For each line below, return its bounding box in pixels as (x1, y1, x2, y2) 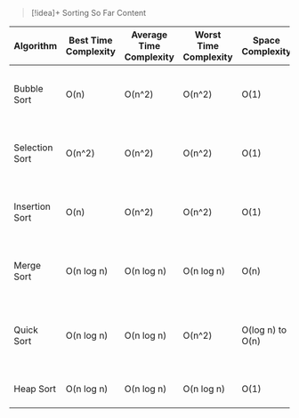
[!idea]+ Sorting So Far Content (30, 8, 147, 18)
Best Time (69, 35, 113, 46)
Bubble (13, 83, 44, 94)
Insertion (13, 200, 51, 213)
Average (131, 28, 168, 41)
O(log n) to (241, 324, 287, 336)
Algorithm (13, 40, 58, 52)
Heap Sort (13, 382, 56, 395)
